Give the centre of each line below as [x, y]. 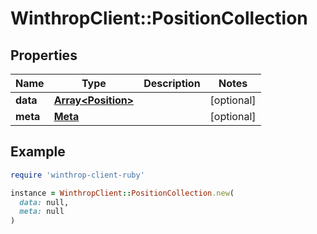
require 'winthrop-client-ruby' [77, 175]
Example [38, 152]
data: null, [44, 202]
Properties [44, 55]
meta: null [42, 212]
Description [172, 83]
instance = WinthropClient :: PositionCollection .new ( [122, 193]
